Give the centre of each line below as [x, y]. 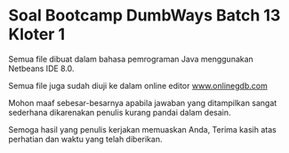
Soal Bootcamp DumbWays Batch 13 [144, 16]
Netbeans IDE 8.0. [41, 68]
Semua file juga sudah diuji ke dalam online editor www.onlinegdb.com [138, 85]
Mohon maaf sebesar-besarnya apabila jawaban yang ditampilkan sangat [143, 102]
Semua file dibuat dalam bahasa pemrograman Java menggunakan [131, 59]
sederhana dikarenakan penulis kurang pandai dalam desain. [120, 112]
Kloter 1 [37, 34]
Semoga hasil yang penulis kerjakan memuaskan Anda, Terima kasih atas [142, 129]
